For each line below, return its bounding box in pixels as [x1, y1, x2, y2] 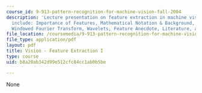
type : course [6, 53, 39, 59]
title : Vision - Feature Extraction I [6, 48, 103, 54]
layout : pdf [6, 43, 36, 49]
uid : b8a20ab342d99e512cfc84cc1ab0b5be [6, 59, 106, 65]
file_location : [6, 31, 44, 37]
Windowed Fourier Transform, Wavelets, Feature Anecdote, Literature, [11, 25, 192, 32]
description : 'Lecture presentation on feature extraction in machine [6, 14, 187, 20]
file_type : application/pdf [6, 37, 77, 43]
